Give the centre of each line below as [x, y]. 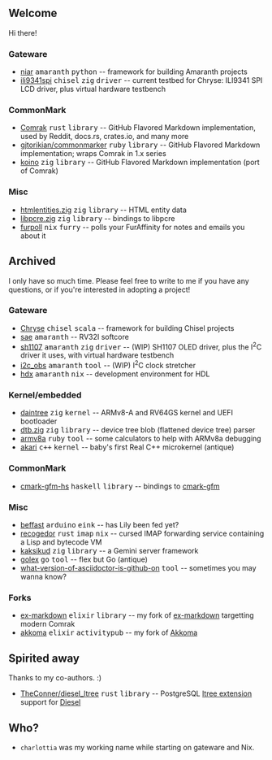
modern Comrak [47, 624]
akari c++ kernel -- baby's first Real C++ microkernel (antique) [127, 447]
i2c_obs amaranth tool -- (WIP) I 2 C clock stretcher [108, 365]
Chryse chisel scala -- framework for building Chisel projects [127, 328]
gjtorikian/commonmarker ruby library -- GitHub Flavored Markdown [140, 145]
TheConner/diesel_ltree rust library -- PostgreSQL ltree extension [136, 693]
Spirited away [44, 658]
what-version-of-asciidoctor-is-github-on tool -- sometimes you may [138, 568]
